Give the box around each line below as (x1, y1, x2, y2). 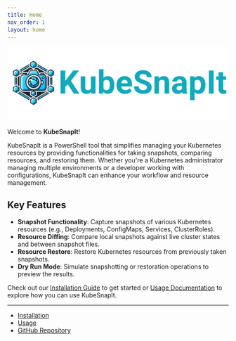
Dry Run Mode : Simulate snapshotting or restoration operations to (17, 262, 209, 271)
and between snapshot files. (17, 240, 100, 249)
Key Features (7, 199, 67, 211)
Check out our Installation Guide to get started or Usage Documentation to (7, 283, 223, 292)
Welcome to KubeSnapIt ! (7, 127, 81, 136)
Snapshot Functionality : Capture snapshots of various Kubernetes (17, 218, 211, 226)
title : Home (7, 11, 42, 18)
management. (7, 179, 48, 187)
